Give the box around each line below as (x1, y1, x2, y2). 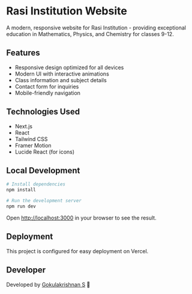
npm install (6, 187, 36, 193)
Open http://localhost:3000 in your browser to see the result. (6, 214, 157, 221)
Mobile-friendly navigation (14, 89, 81, 97)
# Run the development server (6, 198, 82, 204)
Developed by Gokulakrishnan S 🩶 (6, 281, 91, 288)
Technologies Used (6, 107, 80, 117)
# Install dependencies (6, 181, 66, 187)
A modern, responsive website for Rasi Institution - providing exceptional (6, 24, 186, 31)
